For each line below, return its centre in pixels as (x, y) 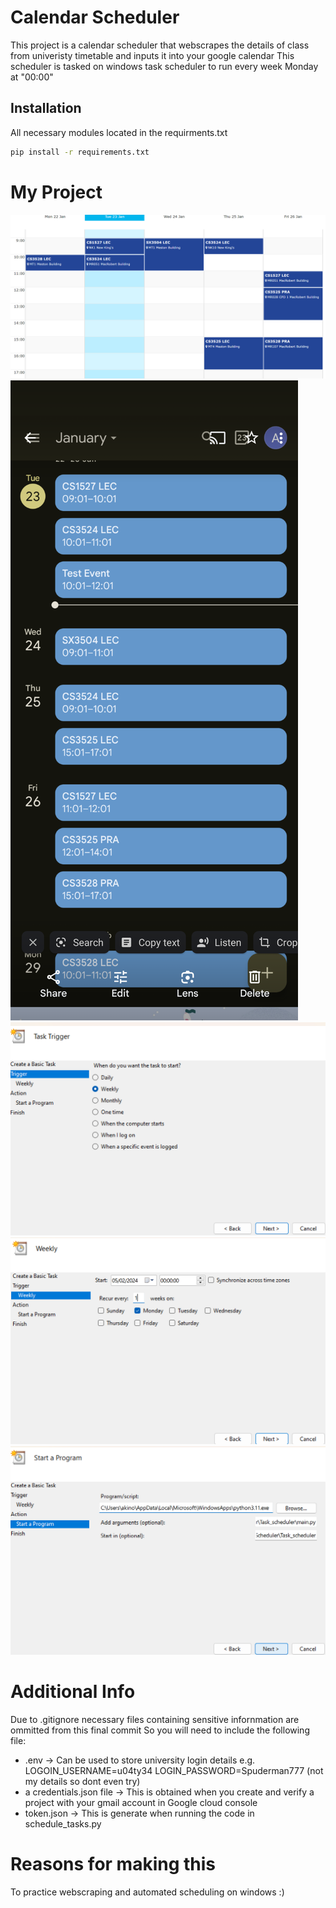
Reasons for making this (113, 1864)
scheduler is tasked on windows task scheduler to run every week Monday (164, 66)
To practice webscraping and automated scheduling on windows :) (147, 1892)
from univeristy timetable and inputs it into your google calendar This (152, 55)
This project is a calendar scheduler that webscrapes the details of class (160, 45)
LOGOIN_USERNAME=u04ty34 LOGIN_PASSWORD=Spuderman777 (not (174, 1770)
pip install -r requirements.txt (80, 152)
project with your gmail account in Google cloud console (141, 1802)
